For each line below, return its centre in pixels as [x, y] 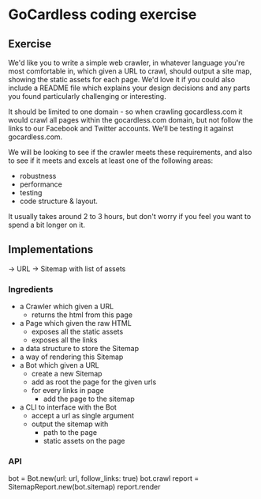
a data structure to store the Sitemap [79, 349]
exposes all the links [64, 340]
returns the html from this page [82, 315]
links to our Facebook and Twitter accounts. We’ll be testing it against [121, 129]
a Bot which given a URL [60, 365]
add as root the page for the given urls [94, 382]
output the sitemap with [70, 424]
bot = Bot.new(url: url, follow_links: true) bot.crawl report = [104, 478]
